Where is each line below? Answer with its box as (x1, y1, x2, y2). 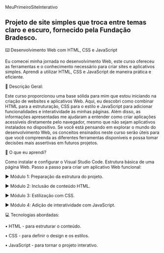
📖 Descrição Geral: (5, 83, 43, 89)
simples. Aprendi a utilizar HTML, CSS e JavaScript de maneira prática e (5, 69, 151, 75)
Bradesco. (5, 34, 38, 42)
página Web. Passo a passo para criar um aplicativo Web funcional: (5, 164, 141, 170)
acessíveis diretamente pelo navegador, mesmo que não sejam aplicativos (5, 119, 156, 125)
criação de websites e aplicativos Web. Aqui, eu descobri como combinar (5, 98, 154, 104)
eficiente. (5, 74, 25, 80)
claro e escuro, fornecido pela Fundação (5, 26, 131, 34)
